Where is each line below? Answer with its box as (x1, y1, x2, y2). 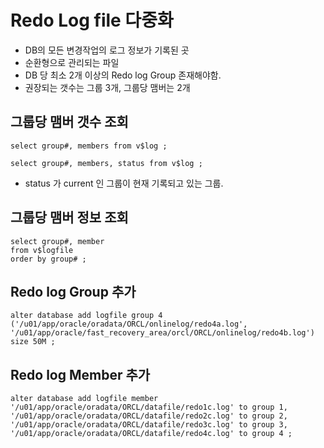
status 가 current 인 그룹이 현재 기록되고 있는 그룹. (24, 177, 224, 189)
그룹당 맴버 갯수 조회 (10, 114, 129, 131)
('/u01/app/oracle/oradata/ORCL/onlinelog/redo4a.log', (10, 319, 248, 330)
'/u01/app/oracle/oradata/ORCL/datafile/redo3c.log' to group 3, (10, 420, 288, 430)
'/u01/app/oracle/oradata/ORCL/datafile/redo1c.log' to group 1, (10, 402, 288, 413)
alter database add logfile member (10, 394, 159, 404)
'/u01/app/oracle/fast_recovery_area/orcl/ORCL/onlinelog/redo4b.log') (10, 328, 315, 338)
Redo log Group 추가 (10, 283, 137, 300)
